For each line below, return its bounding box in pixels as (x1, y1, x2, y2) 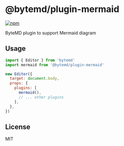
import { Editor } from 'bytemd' (5, 58, 75, 63)
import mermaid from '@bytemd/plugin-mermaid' (5, 62, 104, 67)
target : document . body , (10, 76, 59, 81)
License (5, 122, 31, 131)
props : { (10, 81, 28, 86)
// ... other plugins (18, 94, 64, 100)
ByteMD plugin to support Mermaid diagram (5, 30, 96, 36)
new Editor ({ (5, 71, 33, 76)
